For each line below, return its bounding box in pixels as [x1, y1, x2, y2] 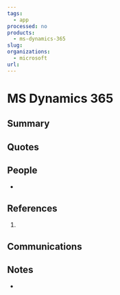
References [7, 202, 58, 214]
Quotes [7, 141, 40, 153]
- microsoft [13, 55, 48, 62]
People [7, 164, 38, 176]
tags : [7, 10, 23, 17]
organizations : [7, 49, 51, 56]
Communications [7, 241, 82, 252]
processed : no [7, 23, 48, 29]
